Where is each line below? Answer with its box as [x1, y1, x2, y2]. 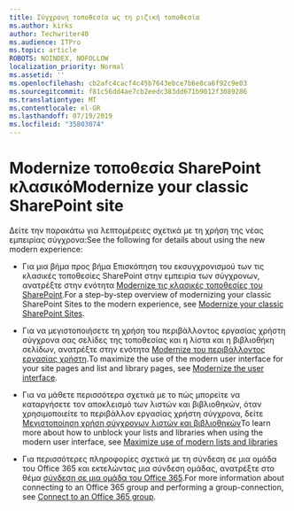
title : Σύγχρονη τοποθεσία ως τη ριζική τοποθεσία [9, 12, 200, 22]
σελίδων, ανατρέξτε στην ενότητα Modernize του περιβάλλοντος [21, 344, 266, 354]
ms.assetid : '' [9, 71, 66, 80]
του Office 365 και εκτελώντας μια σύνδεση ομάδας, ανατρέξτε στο [21, 462, 275, 474]
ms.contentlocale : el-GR [9, 104, 101, 112]
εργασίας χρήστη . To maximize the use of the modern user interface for [21, 353, 283, 364]
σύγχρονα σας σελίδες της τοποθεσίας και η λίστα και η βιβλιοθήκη [21, 334, 275, 345]
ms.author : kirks [9, 21, 73, 30]
